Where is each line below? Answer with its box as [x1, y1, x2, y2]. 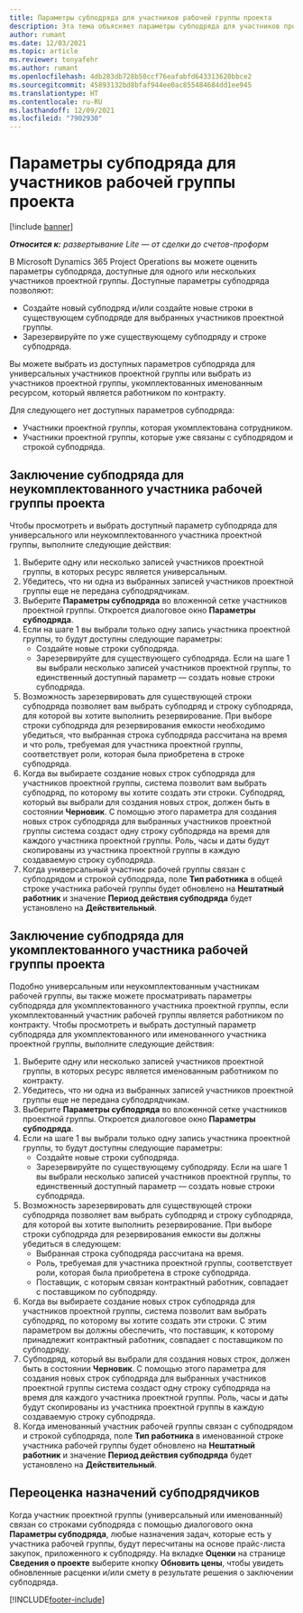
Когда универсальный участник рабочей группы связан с [22, 864, 246, 875]
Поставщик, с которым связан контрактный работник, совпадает [35, 1276, 289, 1288]
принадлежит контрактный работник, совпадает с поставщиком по [22, 1334, 284, 1345]
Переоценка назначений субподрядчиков [9, 1486, 260, 1501]
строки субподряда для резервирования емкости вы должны [22, 1228, 262, 1239]
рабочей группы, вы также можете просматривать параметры [9, 990, 252, 1001]
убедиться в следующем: [22, 1238, 122, 1249]
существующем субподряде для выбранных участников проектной [22, 313, 284, 324]
